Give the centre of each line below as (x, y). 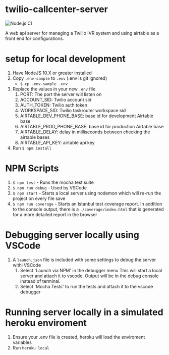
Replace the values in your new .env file (54, 89)
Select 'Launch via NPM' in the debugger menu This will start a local (91, 270)
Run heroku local (31, 347)
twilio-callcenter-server (57, 9)
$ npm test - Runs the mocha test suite (53, 182)
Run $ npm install (32, 148)
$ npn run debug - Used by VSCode (50, 187)
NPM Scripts (32, 168)
